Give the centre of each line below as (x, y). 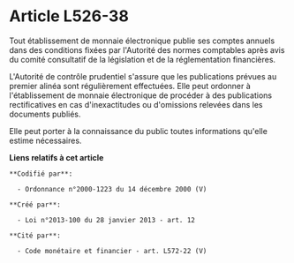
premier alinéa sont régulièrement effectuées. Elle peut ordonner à (130, 86)
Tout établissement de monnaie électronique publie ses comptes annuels (142, 41)
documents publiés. (45, 114)
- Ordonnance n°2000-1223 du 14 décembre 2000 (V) (112, 189)
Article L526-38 (69, 16)
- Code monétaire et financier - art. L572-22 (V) (112, 251)
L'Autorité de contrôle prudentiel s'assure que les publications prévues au (143, 76)
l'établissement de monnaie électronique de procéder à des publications (140, 95)
